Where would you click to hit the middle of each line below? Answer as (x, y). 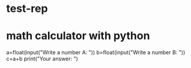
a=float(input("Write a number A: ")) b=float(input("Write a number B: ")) (96, 52)
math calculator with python (78, 36)
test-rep (27, 9)
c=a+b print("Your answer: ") (42, 59)
